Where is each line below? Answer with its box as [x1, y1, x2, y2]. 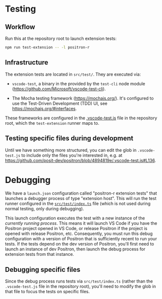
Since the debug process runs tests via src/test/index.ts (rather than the [5, 278, 153, 284]
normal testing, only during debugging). [5, 206, 84, 212]
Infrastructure [5, 58, 48, 66]
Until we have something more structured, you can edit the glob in [5, 147, 137, 153]
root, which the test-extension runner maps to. [5, 120, 100, 126]
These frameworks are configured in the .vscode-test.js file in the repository [5, 115, 157, 121]
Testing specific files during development [5, 134, 133, 143]
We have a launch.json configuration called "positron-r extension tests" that [5, 190, 157, 196]
